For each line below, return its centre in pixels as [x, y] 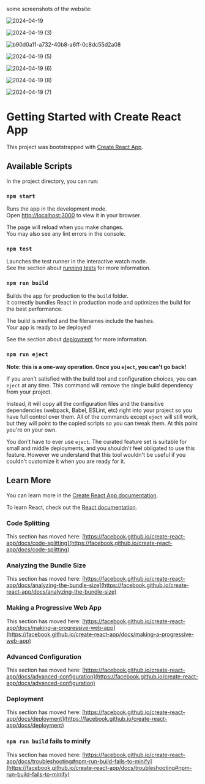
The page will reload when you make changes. [65, 227]
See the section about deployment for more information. [77, 339]
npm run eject [27, 354]
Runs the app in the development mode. [57, 209]
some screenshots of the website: [49, 9]
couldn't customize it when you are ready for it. [66, 461]
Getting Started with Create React [94, 117]
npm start [21, 196]
